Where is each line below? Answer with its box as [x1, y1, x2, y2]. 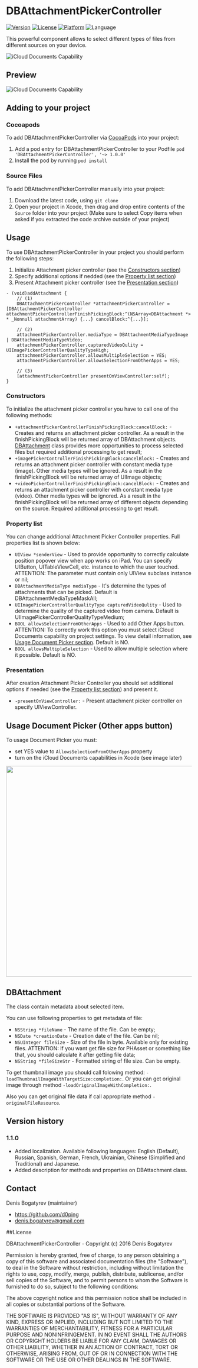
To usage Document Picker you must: [6, 737, 97, 744]
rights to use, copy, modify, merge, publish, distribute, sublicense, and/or [6, 1270, 184, 1277]
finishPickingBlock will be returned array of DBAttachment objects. [14, 435, 177, 443]
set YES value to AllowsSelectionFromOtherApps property [14, 748, 153, 755]
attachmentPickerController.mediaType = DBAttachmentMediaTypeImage [16, 331, 189, 338]
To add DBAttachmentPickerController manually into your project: [6, 185, 165, 192]
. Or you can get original [122, 1075, 181, 1082]
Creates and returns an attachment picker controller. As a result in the [14, 429, 184, 436]
